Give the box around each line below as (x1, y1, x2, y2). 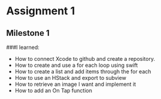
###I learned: (6, 44, 40, 51)
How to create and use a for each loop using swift (14, 61, 138, 69)
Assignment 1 (6, 4, 75, 18)
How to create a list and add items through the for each (14, 68, 151, 75)
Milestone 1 (6, 28, 50, 38)
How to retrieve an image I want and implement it (14, 81, 136, 88)
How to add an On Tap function (14, 87, 93, 94)
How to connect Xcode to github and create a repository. (14, 55, 156, 62)
